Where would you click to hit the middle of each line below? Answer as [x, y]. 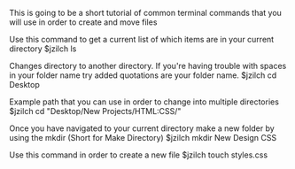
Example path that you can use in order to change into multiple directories [144, 102]
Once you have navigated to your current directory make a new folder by [142, 128]
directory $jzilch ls [43, 49]
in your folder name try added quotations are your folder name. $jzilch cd [143, 75]
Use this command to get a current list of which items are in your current [142, 39]
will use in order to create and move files [83, 22]
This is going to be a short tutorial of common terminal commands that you [145, 13]
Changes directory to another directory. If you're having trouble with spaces [148, 66]
